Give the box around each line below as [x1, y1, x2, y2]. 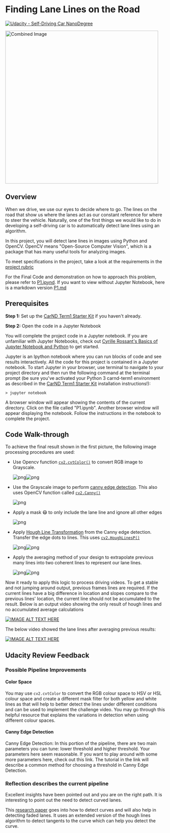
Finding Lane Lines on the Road [5, 4, 140, 15]
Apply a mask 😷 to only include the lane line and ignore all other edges [12, 509, 162, 515]
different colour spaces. [5, 717, 55, 723]
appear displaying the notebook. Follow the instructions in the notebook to [5, 410, 161, 416]
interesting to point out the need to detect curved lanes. [5, 797, 122, 803]
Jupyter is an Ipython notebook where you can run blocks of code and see [5, 353, 162, 359]
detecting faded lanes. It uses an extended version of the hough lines [5, 812, 151, 819]
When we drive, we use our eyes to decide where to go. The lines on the [5, 206, 157, 212]
